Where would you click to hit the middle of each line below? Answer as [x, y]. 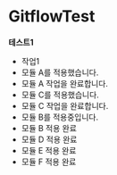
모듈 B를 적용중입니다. [60, 117]
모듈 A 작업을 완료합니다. [65, 83]
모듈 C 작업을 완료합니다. [65, 105]
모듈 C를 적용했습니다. [60, 95]
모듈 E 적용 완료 [49, 150]
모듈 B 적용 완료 [49, 128]
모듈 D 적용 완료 [49, 139]
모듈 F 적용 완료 [49, 162]
